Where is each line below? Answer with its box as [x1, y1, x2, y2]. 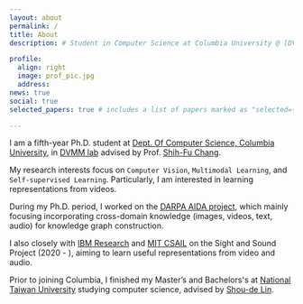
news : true [9, 88, 50, 97]
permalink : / [9, 22, 59, 31]
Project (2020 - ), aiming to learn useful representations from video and [9, 247, 276, 258]
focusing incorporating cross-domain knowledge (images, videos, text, [9, 211, 273, 222]
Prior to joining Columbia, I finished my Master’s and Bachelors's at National [9, 274, 291, 285]
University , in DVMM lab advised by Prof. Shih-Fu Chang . [9, 147, 222, 158]
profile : [9, 55, 42, 64]
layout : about [9, 13, 63, 23]
